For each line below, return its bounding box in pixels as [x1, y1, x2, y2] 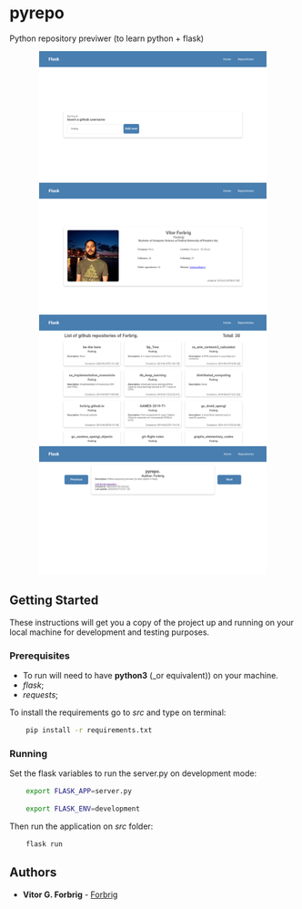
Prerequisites [9, 649, 70, 662]
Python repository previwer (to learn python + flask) [9, 33, 205, 44]
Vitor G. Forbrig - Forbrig [22, 889, 118, 900]
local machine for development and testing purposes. [9, 627, 210, 638]
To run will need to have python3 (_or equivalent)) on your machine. [22, 669, 279, 680]
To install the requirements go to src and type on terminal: [9, 707, 226, 718]
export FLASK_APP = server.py [25, 787, 132, 796]
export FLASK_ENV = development [25, 804, 141, 813]
